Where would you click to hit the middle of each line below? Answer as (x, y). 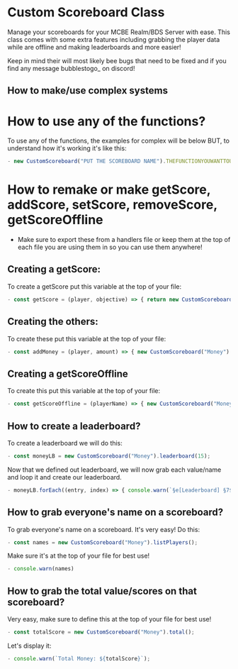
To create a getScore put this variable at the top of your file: (95, 286)
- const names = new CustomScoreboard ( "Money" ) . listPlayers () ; (103, 542)
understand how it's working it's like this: (67, 148)
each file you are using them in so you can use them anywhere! (110, 247)
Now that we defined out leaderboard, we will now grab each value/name (114, 470)
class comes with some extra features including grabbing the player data (114, 39)
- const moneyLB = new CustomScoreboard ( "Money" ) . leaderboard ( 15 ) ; (109, 456)
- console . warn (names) (41, 569)
